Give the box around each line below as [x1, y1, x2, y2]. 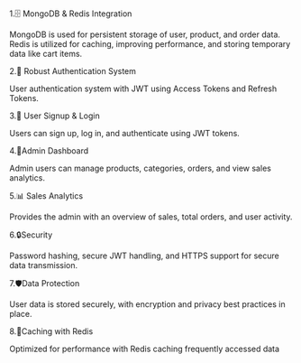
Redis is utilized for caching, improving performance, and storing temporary [9, 39, 291, 49]
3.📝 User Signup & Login [9, 110, 101, 121]
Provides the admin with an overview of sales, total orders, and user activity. [9, 211, 293, 222]
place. [9, 309, 33, 319]
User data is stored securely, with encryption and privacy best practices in [9, 299, 286, 310]
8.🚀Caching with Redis [9, 326, 94, 337]
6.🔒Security [9, 229, 53, 240]
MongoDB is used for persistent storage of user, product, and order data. [9, 29, 281, 40]
